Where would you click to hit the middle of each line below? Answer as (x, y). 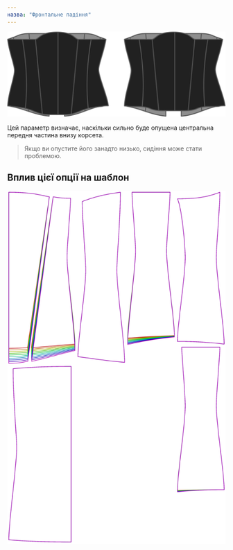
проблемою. (43, 156)
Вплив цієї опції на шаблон (68, 178)
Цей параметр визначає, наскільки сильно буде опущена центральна (110, 128)
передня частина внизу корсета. (55, 135)
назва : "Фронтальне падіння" (49, 15)
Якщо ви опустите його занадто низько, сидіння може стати (113, 148)
